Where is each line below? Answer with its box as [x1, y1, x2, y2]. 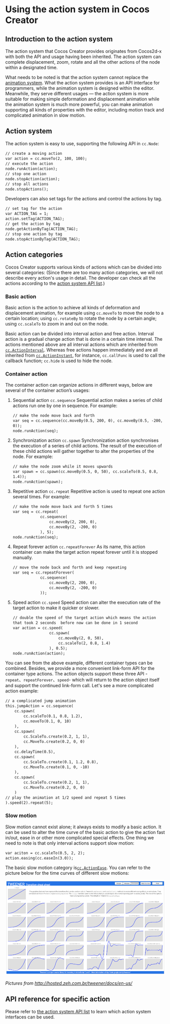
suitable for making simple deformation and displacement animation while [5, 96, 160, 102]
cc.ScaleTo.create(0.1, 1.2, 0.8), [23, 760, 99, 765]
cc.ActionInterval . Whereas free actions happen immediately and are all [5, 346, 158, 353]
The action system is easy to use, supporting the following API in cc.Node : [5, 140, 159, 146]
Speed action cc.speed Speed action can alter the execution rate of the [12, 600, 161, 606]
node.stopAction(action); [5, 176, 60, 181]
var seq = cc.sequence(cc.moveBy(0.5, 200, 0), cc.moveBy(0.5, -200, [12, 418, 163, 423]
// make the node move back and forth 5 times [12, 504, 113, 509]
